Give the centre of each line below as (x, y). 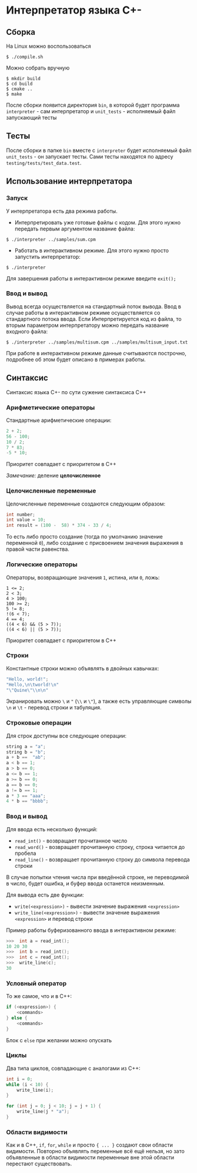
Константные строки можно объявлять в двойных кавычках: (83, 668)
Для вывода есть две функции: (45, 895)
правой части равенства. (38, 549)
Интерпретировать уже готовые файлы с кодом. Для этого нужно (98, 222)
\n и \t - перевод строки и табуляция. (54, 708)
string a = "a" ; (26, 746)
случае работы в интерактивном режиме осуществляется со (83, 312)
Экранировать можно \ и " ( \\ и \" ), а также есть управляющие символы (99, 701)
